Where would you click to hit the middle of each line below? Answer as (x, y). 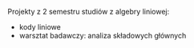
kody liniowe (40, 27)
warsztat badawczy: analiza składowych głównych (103, 36)
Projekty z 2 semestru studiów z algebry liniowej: (89, 12)
